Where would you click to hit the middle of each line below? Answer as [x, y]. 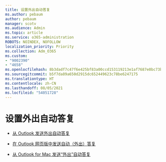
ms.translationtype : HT [30, 79]
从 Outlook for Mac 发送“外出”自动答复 [51, 155]
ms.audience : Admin [25, 28]
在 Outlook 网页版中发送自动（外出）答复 [54, 144]
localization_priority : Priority [40, 47]
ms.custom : [16, 56]
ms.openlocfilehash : [26, 70]
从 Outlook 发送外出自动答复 [41, 133]
